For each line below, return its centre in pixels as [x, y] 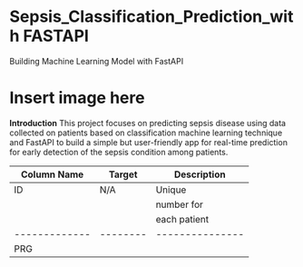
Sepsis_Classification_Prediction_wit [151, 17]
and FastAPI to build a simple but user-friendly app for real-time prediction [149, 142]
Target [123, 174]
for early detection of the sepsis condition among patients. [119, 152]
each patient [182, 219]
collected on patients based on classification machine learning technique [146, 133]
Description [200, 174]
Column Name [53, 174]
